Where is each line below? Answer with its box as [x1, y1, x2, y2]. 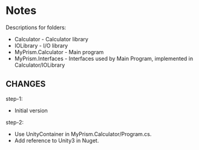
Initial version [14, 107, 48, 114]
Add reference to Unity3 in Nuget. [14, 137, 99, 144]
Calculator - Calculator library [14, 35, 89, 43]
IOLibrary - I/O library [14, 42, 68, 49]
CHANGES [5, 79, 46, 89]
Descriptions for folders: [5, 24, 67, 31]
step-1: [5, 95, 23, 102]
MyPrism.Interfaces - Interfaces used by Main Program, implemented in [14, 55, 194, 62]
